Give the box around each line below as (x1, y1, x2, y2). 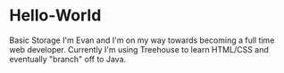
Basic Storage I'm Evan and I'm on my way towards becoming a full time (9, 35, 275, 45)
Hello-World (9, 5, 102, 26)
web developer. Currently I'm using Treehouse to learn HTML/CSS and (9, 44, 270, 54)
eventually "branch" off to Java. (9, 53, 127, 64)
